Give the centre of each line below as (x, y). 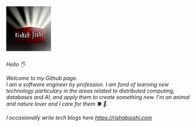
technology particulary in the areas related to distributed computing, (90, 91)
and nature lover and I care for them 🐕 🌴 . (57, 104)
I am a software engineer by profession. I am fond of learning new (88, 84)
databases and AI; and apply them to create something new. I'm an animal (98, 97)
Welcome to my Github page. (42, 78)
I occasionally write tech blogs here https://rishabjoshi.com (79, 117)
